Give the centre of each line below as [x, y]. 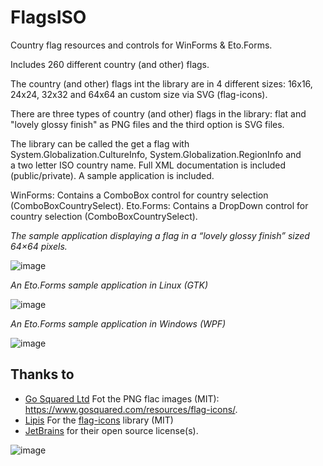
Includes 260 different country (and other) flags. [110, 64]
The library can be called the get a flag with [100, 143]
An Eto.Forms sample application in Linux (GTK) [109, 285]
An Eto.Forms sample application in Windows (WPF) [118, 323]
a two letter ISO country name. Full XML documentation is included [148, 165]
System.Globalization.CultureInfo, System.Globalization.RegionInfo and [156, 154]
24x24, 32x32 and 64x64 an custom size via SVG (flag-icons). [139, 94]
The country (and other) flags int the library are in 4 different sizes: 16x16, [161, 83]
